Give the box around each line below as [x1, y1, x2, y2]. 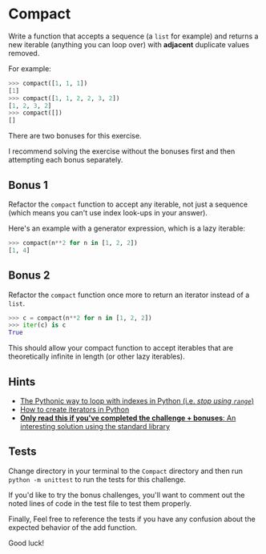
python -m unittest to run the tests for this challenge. [8, 474, 187, 484]
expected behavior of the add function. [8, 522, 138, 532]
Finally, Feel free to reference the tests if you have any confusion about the [8, 514, 256, 524]
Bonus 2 [8, 269, 50, 283]
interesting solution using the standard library [19, 422, 171, 431]
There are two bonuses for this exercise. [8, 131, 142, 141]
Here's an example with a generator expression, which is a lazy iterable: [8, 223, 246, 233]
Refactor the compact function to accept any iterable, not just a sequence [8, 199, 248, 209]
